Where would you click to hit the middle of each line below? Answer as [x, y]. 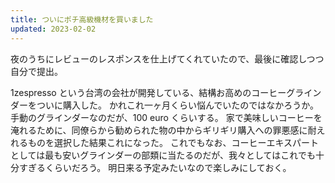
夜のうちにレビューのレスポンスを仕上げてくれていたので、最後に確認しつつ [167, 58]
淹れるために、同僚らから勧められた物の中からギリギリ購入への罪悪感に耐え [168, 130]
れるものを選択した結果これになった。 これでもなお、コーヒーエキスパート [165, 142]
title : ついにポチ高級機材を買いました [82, 19]
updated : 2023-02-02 [53, 29]
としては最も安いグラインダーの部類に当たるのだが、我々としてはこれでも [163, 155]
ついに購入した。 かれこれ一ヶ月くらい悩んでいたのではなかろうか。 [177, 105]
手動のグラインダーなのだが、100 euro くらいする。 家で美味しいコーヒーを [166, 117]
